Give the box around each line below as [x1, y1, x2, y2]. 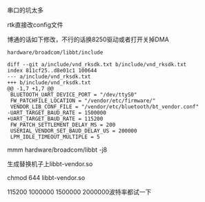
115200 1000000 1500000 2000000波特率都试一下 [7, 188, 152, 196]
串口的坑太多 [7, 6, 43, 14]
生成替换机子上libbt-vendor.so [7, 160, 93, 168]
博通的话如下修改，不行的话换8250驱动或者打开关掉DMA [7, 35, 169, 43]
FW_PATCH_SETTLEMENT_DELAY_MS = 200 [10, 121, 116, 128]
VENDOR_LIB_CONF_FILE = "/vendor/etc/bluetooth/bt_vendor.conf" [10, 103, 199, 110]
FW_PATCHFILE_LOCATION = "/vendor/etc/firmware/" [10, 97, 156, 104]
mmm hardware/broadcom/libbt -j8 [7, 145, 108, 154]
